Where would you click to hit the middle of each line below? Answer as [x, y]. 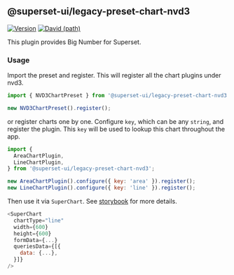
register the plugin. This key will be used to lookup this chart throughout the [116, 129]
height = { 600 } [33, 234]
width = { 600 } [31, 227]
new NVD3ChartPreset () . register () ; [59, 108]
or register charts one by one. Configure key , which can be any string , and [116, 121]
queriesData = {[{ [37, 247]
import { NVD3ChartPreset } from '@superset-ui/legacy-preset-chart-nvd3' [119, 96]
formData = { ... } [36, 240]
